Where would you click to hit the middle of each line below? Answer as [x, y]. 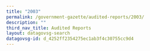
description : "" [26, 22]
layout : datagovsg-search [38, 33]
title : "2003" [24, 11]
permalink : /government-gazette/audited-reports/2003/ [75, 17]
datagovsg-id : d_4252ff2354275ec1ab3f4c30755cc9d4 [70, 39]
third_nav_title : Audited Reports [49, 28]
